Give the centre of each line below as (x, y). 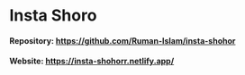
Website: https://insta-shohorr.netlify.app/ (92, 61)
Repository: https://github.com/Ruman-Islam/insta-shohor (122, 40)
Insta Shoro (53, 16)
